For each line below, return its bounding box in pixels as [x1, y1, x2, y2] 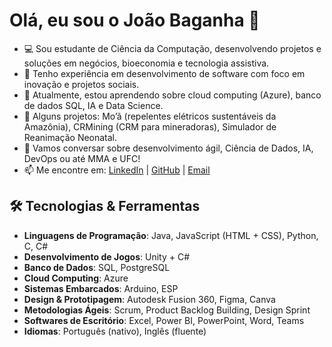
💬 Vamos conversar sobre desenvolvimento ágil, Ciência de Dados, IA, [23, 142, 314, 154]
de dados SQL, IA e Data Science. [23, 99, 164, 111]
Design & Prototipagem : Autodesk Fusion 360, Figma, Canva [23, 293, 276, 305]
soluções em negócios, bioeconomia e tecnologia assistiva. [23, 57, 270, 69]
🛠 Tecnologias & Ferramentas [9, 198, 201, 215]
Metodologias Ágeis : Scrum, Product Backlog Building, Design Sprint [23, 304, 311, 316]
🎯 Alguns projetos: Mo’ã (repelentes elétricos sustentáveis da [23, 110, 277, 122]
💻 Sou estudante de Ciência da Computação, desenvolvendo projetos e [23, 42, 322, 54]
